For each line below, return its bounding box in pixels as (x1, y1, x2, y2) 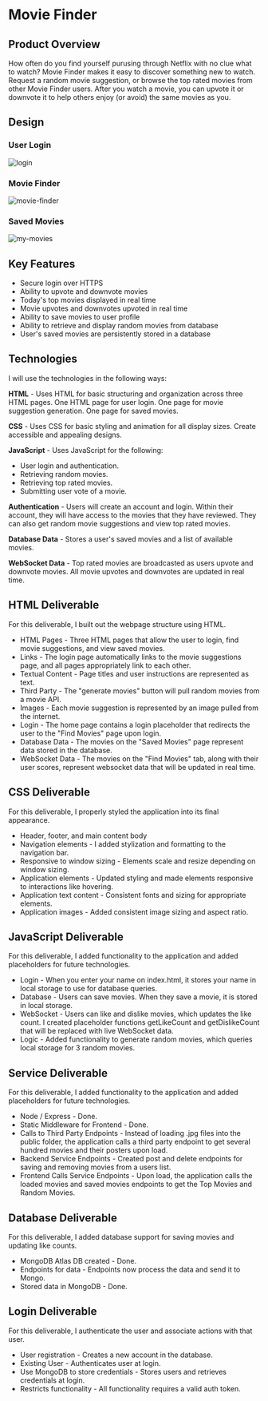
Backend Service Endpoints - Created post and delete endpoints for (19, 1154, 243, 1164)
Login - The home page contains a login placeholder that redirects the (19, 720, 250, 729)
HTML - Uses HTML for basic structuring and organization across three (8, 389, 243, 399)
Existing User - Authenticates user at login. (19, 1358, 161, 1367)
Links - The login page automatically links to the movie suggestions (19, 652, 242, 661)
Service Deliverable (8, 1066, 108, 1080)
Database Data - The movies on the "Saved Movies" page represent (19, 736, 244, 746)
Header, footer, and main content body (19, 831, 148, 840)
